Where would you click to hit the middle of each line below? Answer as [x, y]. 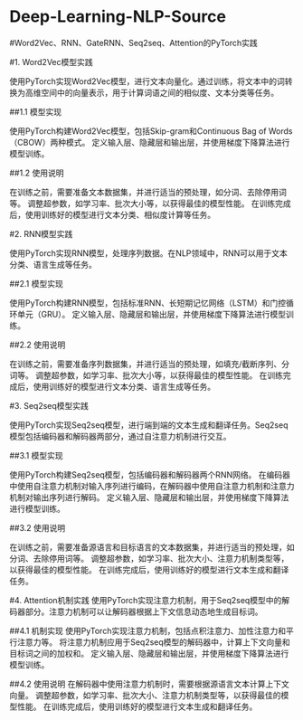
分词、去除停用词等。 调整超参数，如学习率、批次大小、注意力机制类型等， [149, 558]
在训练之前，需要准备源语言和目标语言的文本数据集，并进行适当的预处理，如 [152, 547]
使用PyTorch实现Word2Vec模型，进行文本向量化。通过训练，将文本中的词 [147, 81]
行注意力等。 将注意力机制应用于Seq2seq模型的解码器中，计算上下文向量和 [150, 642]
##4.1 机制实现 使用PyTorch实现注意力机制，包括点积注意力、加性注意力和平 [151, 630]
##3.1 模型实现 [36, 455]
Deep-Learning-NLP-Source [118, 17]
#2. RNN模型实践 [41, 233]
